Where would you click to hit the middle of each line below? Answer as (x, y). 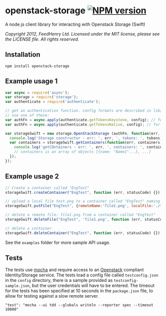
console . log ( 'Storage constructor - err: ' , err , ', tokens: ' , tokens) (86, 138)
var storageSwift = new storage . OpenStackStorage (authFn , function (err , (83, 134)
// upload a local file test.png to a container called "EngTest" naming (83, 201)
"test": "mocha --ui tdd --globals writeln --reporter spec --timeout (79, 305)
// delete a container (28, 228)
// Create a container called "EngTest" (47, 188)
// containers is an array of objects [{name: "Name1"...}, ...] (83, 152)
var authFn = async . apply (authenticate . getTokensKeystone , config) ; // (80, 120)
